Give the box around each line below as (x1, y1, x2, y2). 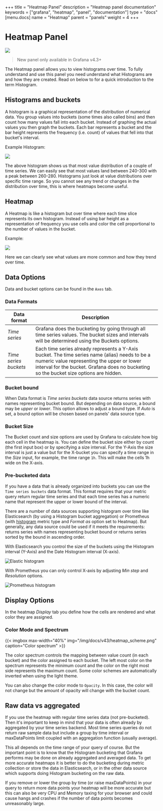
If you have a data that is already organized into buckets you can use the (5, 483, 150, 489)
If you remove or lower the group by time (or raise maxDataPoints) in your (5, 780, 152, 786)
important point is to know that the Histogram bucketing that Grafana (5, 750, 143, 755)
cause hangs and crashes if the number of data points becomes (5, 795, 133, 801)
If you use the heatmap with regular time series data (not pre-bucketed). (5, 715, 149, 720)
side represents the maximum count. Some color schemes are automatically (5, 667, 157, 674)
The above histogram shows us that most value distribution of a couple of (5, 163, 152, 169)
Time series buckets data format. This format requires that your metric (5, 488, 147, 494)
